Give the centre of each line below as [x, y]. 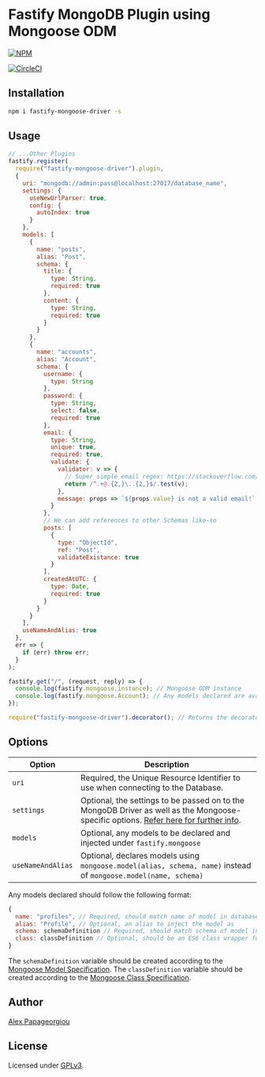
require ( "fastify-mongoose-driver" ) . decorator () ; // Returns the [118, 718]
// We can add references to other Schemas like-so [130, 521]
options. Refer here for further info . [176, 820]
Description [167, 764]
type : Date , [70, 587]
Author [26, 1002]
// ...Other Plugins [42, 154]
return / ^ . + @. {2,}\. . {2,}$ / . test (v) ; [127, 484]
